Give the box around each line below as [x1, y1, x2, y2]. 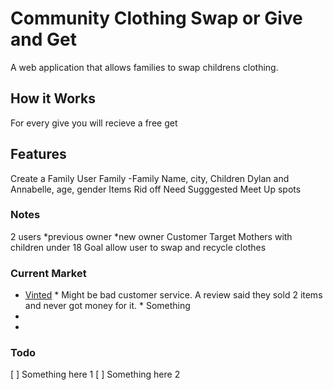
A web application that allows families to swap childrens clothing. [10, 61, 279, 73]
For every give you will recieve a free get [10, 117, 178, 129]
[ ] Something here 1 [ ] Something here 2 [10, 368, 181, 381]
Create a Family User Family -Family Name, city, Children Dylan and [10, 172, 290, 184]
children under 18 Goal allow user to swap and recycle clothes [10, 241, 267, 253]
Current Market [10, 266, 87, 280]
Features [10, 146, 67, 163]
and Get [10, 28, 77, 51]
